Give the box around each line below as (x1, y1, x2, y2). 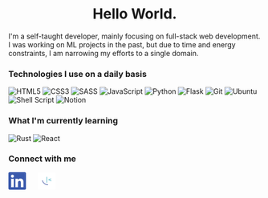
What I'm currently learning (8, 115, 119, 127)
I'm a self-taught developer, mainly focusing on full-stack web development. (8, 31, 261, 41)
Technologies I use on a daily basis (8, 68, 147, 79)
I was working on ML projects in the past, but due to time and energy (8, 39, 236, 49)
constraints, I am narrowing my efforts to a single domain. (8, 48, 199, 58)
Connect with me (8, 153, 76, 164)
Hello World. (92, 5, 177, 23)
